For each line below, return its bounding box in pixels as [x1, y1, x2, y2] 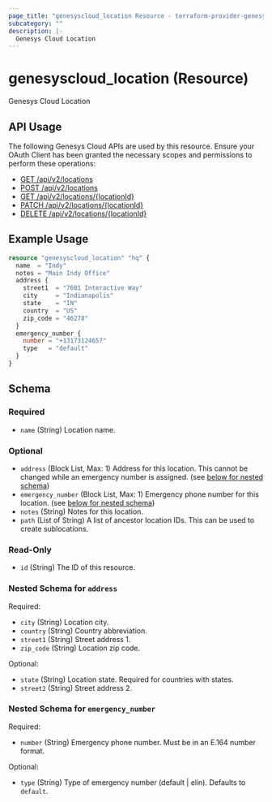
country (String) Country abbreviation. [19, 626, 147, 636]
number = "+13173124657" [23, 337, 107, 345]
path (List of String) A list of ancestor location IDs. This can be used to [19, 515, 255, 524]
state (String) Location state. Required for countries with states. [19, 675, 234, 684]
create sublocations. [19, 524, 89, 533]
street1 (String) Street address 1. [19, 634, 131, 644]
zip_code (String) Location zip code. [19, 643, 141, 653]
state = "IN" [23, 300, 79, 308]
